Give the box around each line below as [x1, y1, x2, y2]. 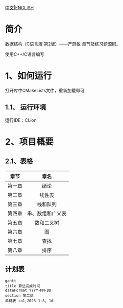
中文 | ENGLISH [5, 5, 34, 10]
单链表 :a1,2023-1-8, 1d [5, 298, 54, 303]
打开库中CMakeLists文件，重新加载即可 [5, 87, 85, 93]
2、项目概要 [5, 136, 54, 147]
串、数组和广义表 [27, 210, 67, 217]
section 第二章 [5, 293, 34, 298]
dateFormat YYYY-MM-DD [5, 288, 51, 293]
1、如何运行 [5, 71, 52, 81]
